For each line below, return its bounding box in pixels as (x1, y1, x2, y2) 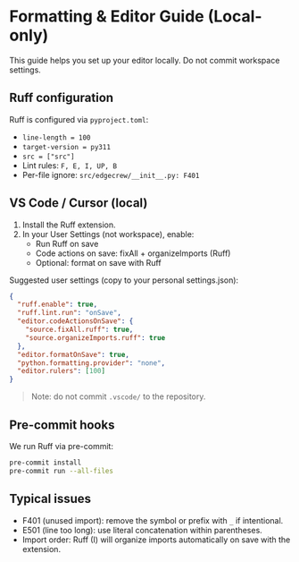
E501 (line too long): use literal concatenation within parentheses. (21, 524, 263, 535)
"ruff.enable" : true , (17, 300, 98, 310)
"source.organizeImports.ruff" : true (25, 333, 166, 342)
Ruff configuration (9, 90, 114, 106)
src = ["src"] (21, 152, 75, 161)
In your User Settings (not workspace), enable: (21, 228, 195, 239)
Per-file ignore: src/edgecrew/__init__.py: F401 (21, 169, 200, 180)
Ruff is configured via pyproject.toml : (9, 114, 149, 124)
